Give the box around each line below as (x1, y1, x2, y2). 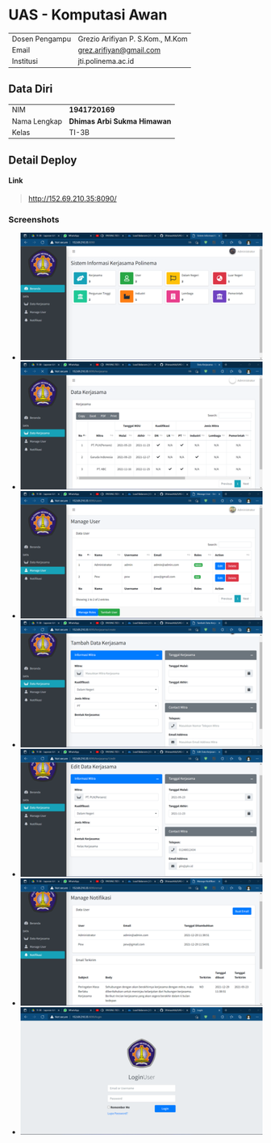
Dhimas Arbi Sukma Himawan (69, 116, 172, 126)
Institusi (11, 57, 39, 66)
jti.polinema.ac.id (77, 57, 135, 66)
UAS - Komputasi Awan (8, 6, 168, 24)
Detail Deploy (8, 153, 77, 167)
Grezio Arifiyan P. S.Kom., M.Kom (77, 34, 188, 44)
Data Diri (8, 83, 53, 96)
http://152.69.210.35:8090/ (27, 193, 117, 203)
